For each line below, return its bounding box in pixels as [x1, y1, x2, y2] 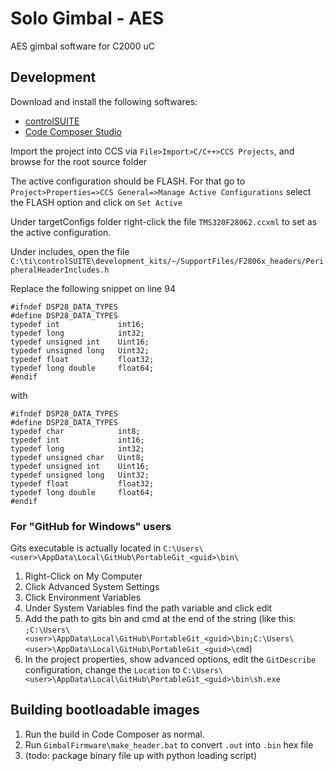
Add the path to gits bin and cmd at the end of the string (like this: [24, 613, 297, 625]
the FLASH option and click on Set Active [10, 196, 183, 208]
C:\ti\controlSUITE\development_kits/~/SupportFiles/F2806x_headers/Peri [10, 256, 325, 266]
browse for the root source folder [10, 155, 148, 167]
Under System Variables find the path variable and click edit [24, 602, 273, 614]
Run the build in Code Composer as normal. [24, 728, 205, 740]
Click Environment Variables [24, 592, 142, 604]
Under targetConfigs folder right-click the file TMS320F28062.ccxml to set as [10, 215, 318, 227]
